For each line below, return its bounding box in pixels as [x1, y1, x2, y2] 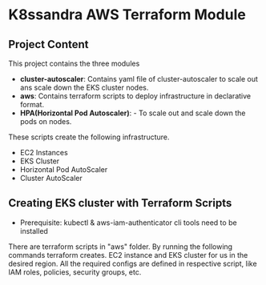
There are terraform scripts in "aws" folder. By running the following [8, 242, 233, 251]
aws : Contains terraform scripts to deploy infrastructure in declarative [19, 91, 251, 101]
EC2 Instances [19, 148, 68, 157]
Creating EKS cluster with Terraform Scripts [8, 196, 232, 210]
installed [19, 226, 48, 235]
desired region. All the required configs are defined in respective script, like [8, 259, 258, 268]
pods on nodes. [19, 117, 72, 126]
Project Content [8, 38, 89, 51]
